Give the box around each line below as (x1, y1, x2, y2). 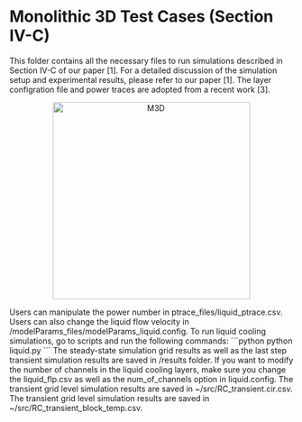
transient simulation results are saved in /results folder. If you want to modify (9, 354, 294, 365)
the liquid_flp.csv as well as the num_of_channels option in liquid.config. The (9, 373, 294, 384)
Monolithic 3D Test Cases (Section (9, 6, 274, 27)
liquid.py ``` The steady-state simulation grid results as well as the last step (9, 344, 287, 355)
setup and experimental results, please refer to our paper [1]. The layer (9, 74, 272, 85)
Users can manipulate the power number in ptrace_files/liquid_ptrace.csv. (9, 307, 283, 317)
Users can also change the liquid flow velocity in (9, 316, 189, 326)
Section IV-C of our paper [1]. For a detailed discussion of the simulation (9, 65, 278, 76)
